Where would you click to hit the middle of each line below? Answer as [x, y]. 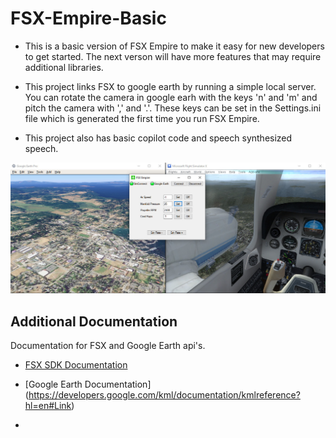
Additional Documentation [94, 321]
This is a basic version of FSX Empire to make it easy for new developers [174, 46]
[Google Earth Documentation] [88, 384]
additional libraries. [64, 67]
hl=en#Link [48, 405]
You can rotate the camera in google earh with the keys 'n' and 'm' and [171, 97]
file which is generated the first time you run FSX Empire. [142, 118]
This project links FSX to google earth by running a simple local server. [170, 86]
